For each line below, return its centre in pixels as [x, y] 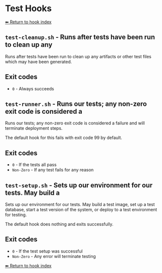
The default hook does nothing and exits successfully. [59, 224]
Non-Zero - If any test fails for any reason [53, 170]
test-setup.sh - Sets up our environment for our [79, 185]
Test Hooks [28, 9]
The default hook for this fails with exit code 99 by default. [64, 138]
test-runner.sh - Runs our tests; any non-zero [76, 104]
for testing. [16, 215]
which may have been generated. [38, 62]
